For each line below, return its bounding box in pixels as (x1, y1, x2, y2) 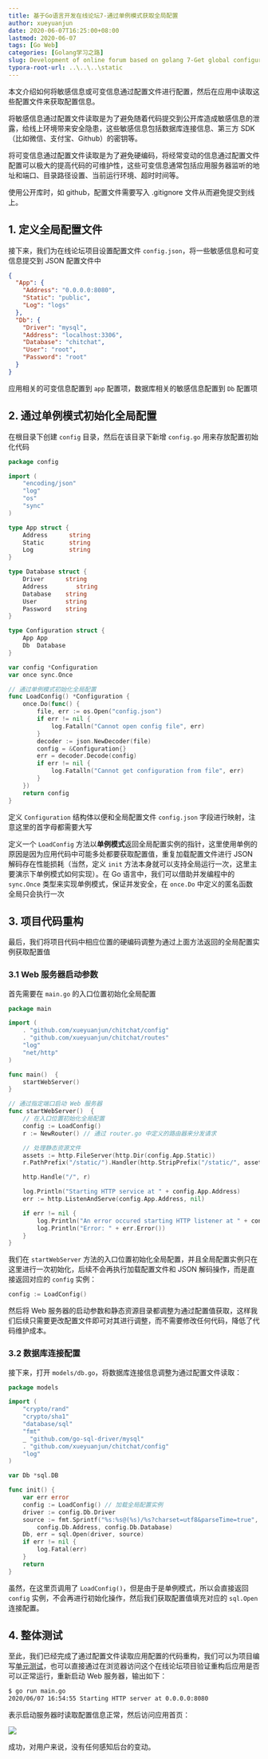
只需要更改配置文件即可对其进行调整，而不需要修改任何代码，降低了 (29, 1316, 253, 1325)
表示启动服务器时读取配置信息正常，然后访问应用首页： (8, 1710, 190, 1720)
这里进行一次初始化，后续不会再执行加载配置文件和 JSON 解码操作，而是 (8, 1265, 249, 1274)
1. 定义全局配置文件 (8, 223, 103, 236)
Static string (22, 538, 91, 547)
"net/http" (22, 1048, 59, 1056)
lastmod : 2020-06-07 (8, 34, 77, 42)
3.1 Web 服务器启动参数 (8, 969, 98, 981)
